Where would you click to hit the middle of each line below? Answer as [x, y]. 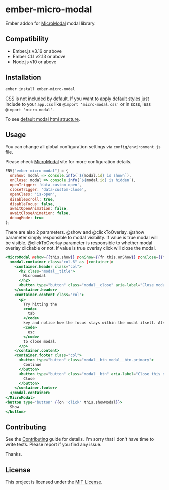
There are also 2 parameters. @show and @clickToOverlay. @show [75, 232]
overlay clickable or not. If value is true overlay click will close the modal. [81, 248]
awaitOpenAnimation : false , [39, 209]
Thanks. [14, 454]
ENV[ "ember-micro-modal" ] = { [37, 171]
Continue [32, 365]
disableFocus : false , [32, 204]
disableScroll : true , [32, 199]
